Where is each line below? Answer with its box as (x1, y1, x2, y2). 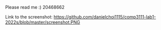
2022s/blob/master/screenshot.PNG (5, 19, 80, 25)
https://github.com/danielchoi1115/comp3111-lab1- (53, 14, 156, 19)
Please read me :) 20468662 (5, 4, 65, 10)
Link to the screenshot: (5, 14, 53, 19)
